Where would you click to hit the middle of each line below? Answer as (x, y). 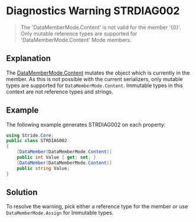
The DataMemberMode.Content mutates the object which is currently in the (98, 73)
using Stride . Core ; (30, 135)
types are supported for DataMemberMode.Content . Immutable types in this (94, 85)
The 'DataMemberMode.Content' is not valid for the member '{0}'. (101, 27)
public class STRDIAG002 (37, 141)
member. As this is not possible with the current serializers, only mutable (94, 79)
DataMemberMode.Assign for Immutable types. (60, 213)
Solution (22, 192)
